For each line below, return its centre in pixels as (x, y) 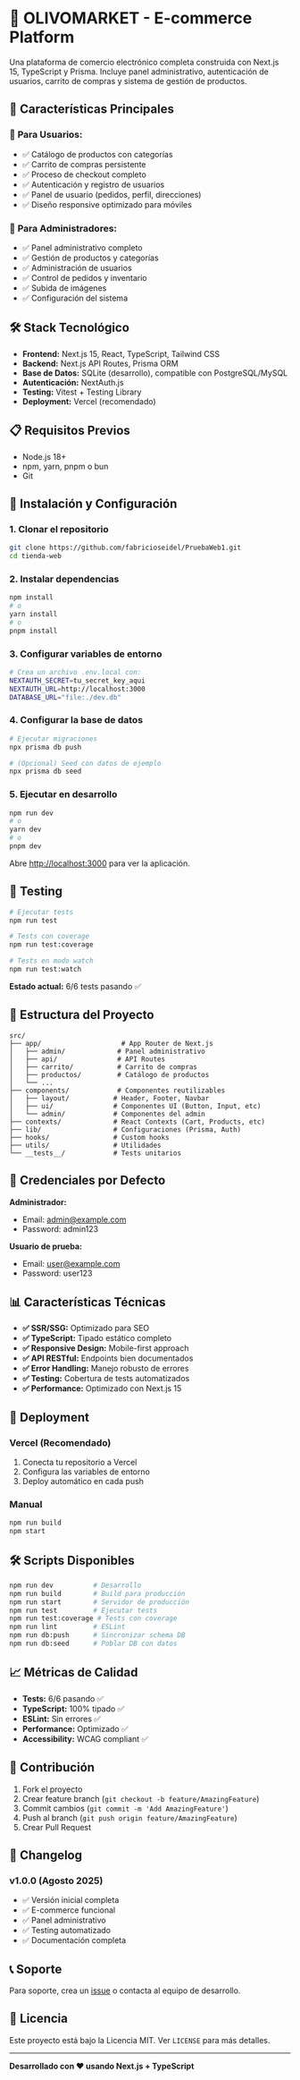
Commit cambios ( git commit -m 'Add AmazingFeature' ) (125, 1808)
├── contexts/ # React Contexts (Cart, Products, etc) (137, 1122)
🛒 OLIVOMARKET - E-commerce (131, 18)
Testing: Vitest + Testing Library (82, 392)
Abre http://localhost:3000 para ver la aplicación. (100, 863)
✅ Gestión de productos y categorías (90, 258)
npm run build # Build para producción (97, 1593)
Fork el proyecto (52, 1789)
